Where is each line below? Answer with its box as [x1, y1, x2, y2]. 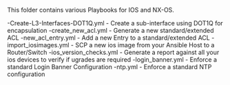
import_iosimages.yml [7, 41, 70, 49]
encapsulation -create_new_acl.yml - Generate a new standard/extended [7, 27, 215, 34]
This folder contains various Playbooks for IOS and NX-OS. [7, 6, 174, 14]
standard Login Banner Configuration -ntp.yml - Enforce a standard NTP [7, 63, 212, 71]
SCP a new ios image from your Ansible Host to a [75, 41, 215, 49]
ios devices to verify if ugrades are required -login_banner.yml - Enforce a [7, 56, 218, 64]
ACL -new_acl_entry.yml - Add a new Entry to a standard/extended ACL [7, 34, 210, 42]
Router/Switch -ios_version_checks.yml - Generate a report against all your [7, 48, 220, 56]
